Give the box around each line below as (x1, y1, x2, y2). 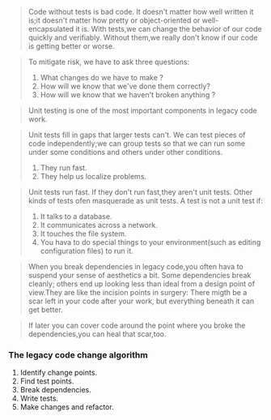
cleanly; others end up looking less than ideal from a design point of (28, 279, 256, 289)
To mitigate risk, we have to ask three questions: (28, 57, 190, 66)
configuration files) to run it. (40, 246, 133, 255)
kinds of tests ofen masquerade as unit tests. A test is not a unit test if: (28, 196, 264, 205)
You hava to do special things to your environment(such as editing (40, 238, 261, 246)
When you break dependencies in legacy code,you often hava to (28, 262, 244, 271)
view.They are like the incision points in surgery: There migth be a (28, 288, 248, 297)
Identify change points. (19, 368, 98, 378)
